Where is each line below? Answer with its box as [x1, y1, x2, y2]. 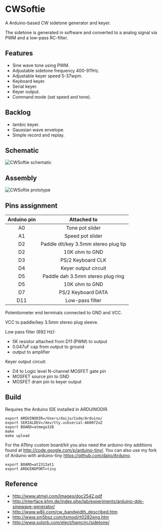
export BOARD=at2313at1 [5, 462, 54, 467]
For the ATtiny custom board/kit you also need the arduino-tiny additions [5, 442, 152, 448]
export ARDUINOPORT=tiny [5, 466, 56, 471]
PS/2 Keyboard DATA [59, 289, 108, 295]
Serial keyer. [12, 83, 38, 89]
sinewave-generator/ [12, 503, 55, 509]
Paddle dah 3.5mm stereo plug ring [42, 273, 124, 280]
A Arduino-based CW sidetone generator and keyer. [5, 20, 111, 26]
